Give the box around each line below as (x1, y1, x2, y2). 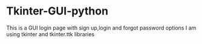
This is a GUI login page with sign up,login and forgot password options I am (6, 24, 197, 31)
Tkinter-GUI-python (6, 4, 109, 18)
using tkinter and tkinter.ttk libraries (6, 30, 95, 37)
